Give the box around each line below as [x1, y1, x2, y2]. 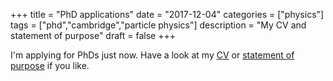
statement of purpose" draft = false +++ [10, 30, 176, 41]
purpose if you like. [10, 60, 90, 71]
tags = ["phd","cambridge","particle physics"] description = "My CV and [10, 19, 307, 31]
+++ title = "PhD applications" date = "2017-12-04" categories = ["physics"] [10, 9, 325, 20]
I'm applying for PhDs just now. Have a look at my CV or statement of [10, 49, 295, 61]
